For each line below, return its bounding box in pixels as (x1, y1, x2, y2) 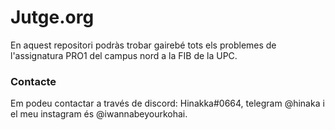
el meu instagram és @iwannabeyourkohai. (10, 108, 188, 120)
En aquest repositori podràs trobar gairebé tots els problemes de (10, 39, 277, 51)
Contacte (10, 74, 57, 88)
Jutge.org (10, 6, 95, 29)
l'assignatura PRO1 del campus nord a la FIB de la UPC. (10, 49, 238, 61)
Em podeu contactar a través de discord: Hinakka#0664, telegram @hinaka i (10, 97, 325, 110)
